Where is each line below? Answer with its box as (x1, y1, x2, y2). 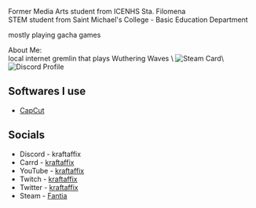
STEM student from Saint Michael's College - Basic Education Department (8, 15, 249, 24)
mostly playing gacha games (8, 31, 101, 39)
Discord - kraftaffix (19, 149, 81, 159)
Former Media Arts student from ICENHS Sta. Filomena (8, 7, 186, 16)
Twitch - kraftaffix (19, 174, 78, 184)
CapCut (19, 105, 45, 115)
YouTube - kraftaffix (19, 166, 85, 175)
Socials (8, 129, 46, 142)
